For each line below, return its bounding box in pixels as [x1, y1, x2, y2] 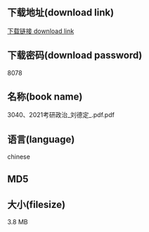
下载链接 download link [7, 27, 74, 35]
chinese [7, 152, 30, 161]
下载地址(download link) [7, 6, 115, 19]
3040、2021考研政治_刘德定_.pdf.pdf [7, 111, 115, 119]
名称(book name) [7, 91, 83, 103]
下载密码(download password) [7, 49, 143, 61]
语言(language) [7, 133, 75, 145]
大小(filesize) [7, 199, 65, 211]
